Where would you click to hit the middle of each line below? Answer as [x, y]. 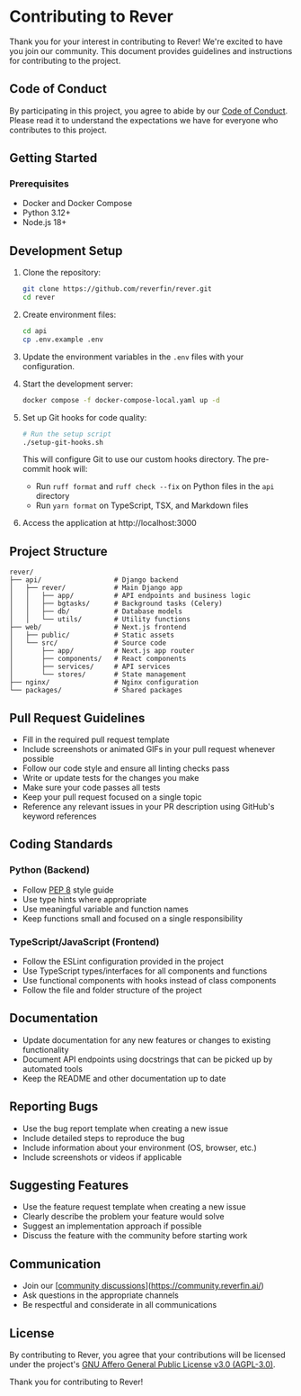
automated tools [53, 1068]
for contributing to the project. [65, 60]
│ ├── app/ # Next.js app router [102, 651]
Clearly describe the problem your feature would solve [123, 1217]
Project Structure [58, 551]
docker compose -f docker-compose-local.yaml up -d [121, 400]
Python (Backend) [49, 870]
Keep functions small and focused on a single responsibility [133, 918]
